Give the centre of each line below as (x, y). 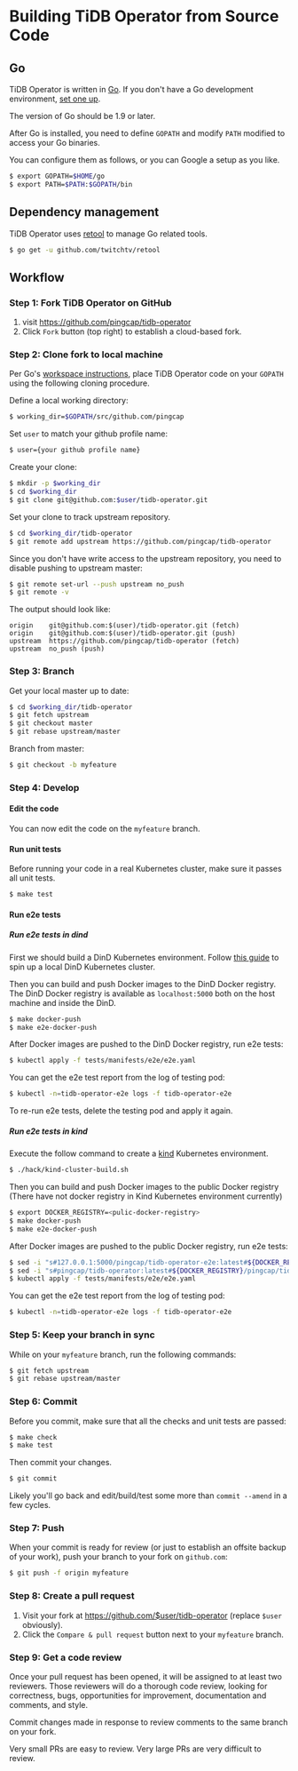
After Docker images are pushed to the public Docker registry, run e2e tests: (149, 1246)
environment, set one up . (55, 99)
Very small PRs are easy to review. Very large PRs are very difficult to (135, 1749)
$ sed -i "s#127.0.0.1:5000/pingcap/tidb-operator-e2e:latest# (129, 1262)
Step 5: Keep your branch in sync (82, 1335)
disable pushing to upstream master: (76, 568)
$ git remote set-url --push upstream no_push (97, 584)
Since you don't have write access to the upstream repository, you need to (145, 558)
